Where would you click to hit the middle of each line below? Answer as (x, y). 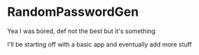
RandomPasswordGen (73, 12)
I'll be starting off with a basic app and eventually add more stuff (100, 44)
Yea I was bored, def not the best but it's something (81, 31)
